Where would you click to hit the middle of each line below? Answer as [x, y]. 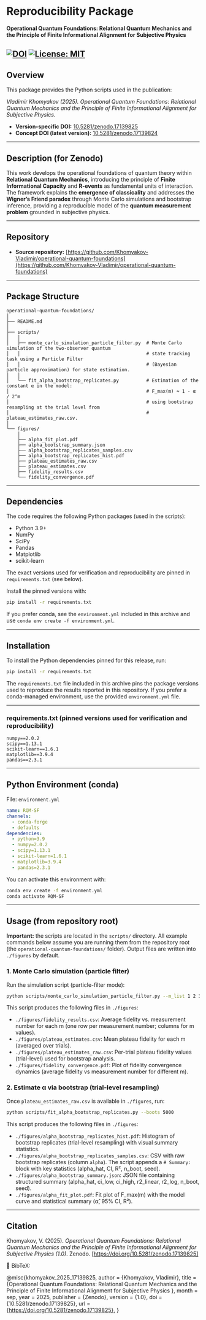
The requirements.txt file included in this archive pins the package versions [103, 683]
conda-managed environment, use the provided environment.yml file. [93, 696]
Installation [28, 646]
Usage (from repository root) [62, 921]
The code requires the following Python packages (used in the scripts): [96, 516]
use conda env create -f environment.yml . [61, 620]
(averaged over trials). [43, 1046]
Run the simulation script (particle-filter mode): [66, 985]
